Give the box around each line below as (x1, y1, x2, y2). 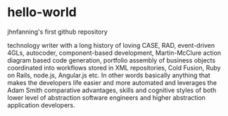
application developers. (7, 101, 75, 109)
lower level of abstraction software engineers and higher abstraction (7, 93, 206, 102)
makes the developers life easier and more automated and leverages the (7, 78, 217, 86)
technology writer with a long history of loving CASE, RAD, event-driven (7, 41, 215, 49)
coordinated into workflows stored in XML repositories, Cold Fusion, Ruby (7, 63, 221, 72)
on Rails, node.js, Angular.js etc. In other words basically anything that (7, 71, 210, 79)
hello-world (7, 4, 77, 20)
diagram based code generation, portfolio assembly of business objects (7, 56, 216, 64)
